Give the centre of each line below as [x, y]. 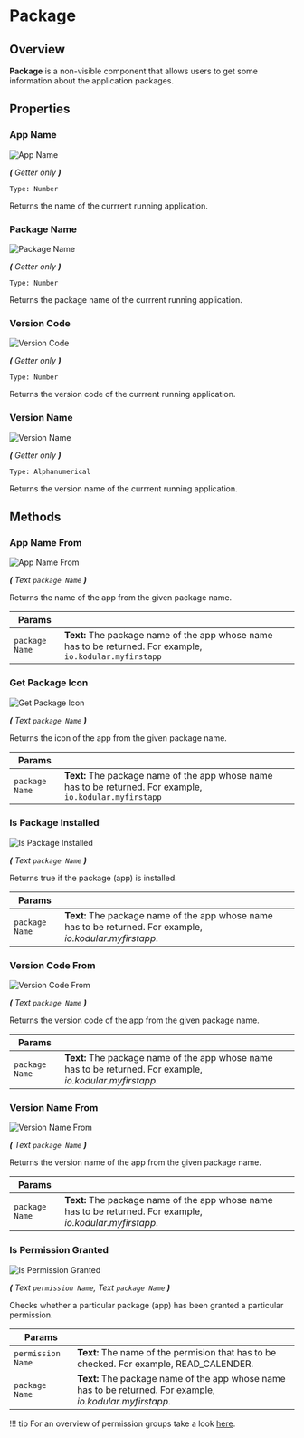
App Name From [46, 542]
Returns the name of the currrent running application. [109, 206]
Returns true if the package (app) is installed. [94, 878]
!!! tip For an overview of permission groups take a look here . [123, 1423]
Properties [40, 109]
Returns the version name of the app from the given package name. [136, 1162]
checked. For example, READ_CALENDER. [165, 1364]
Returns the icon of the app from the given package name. [119, 738]
